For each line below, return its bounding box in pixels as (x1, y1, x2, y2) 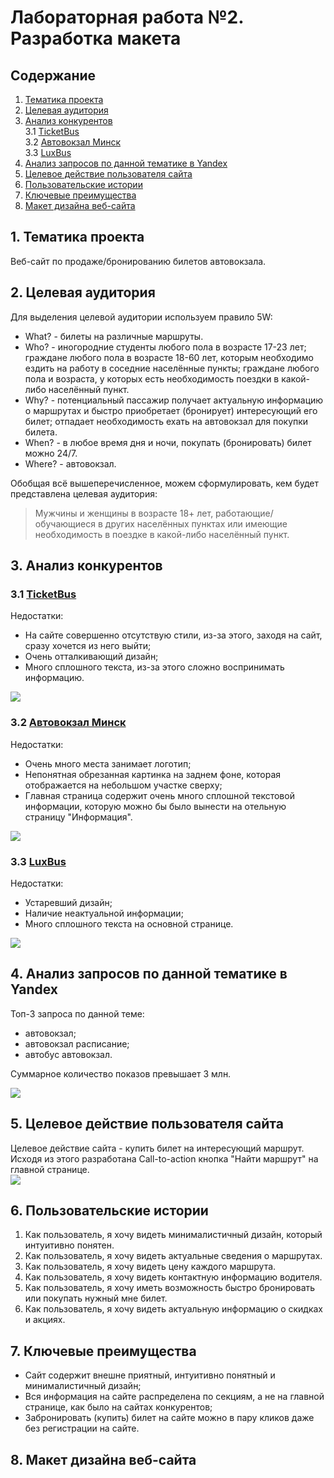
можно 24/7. (24, 447, 78, 459)
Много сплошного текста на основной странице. (24, 917, 234, 930)
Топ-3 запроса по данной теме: (10, 1007, 145, 1020)
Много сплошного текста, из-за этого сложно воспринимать (24, 661, 285, 673)
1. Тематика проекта (10, 229, 145, 246)
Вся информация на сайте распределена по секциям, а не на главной (24, 1391, 325, 1403)
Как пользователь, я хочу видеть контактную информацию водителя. (24, 1271, 323, 1283)
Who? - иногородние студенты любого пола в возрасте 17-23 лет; (24, 341, 307, 353)
